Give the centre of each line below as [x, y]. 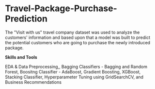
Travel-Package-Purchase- [61, 9]
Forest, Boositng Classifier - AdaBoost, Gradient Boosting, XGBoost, [73, 71]
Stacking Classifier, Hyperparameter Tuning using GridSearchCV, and [74, 77]
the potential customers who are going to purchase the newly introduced [78, 42]
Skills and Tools [21, 57]
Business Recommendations [33, 82]
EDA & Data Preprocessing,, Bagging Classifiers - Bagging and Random [76, 67]
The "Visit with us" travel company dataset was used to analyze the [72, 32]
